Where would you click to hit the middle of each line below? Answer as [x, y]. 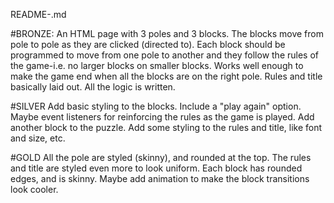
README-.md [38, 14]
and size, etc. [38, 138]
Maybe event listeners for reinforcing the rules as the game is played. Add [162, 117]
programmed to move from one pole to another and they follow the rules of [164, 55]
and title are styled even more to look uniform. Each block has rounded [156, 168]
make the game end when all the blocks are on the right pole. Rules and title [166, 76]
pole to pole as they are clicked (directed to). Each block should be [148, 44]
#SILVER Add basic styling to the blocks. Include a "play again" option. [156, 106]
